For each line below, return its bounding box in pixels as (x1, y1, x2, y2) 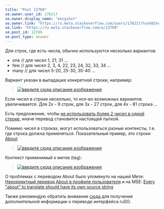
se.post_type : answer (5, 35, 49, 40)
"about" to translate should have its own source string (5, 184, 114, 189)
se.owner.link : (5, 21, 36, 26)
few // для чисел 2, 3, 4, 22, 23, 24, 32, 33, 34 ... (12, 62, 111, 68)
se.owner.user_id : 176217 (5, 12, 58, 17)
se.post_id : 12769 (5, 30, 42, 35)
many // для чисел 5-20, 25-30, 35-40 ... (12, 67, 96, 73)
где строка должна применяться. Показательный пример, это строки (5, 130, 151, 136)
